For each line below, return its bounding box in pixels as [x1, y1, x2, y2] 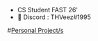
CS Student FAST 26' [17, 6, 79, 14]
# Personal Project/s [7, 27, 64, 34]
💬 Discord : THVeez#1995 [17, 13, 92, 21]
